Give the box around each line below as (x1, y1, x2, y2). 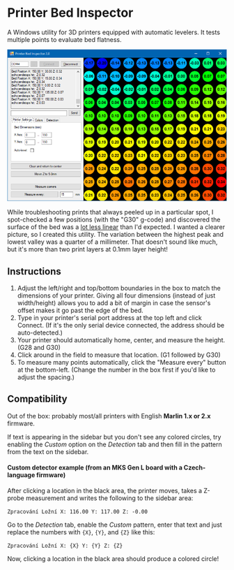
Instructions (7, 265, 61, 277)
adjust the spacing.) (17, 373, 75, 381)
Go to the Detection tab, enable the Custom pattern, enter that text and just (7, 520, 223, 529)
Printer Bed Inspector (7, 5, 134, 21)
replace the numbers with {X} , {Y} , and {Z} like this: (7, 528, 155, 536)
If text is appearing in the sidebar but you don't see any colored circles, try (7, 432, 221, 441)
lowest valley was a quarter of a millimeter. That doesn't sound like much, (7, 237, 218, 246)
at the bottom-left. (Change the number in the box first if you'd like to (17, 365, 216, 374)
